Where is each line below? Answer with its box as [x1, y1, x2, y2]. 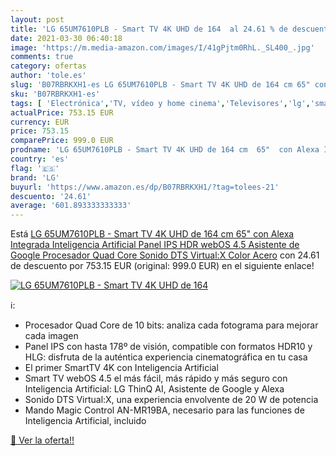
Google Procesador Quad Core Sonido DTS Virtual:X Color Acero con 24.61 [10, 249, 320, 261]
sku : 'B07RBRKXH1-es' [10, 89, 101, 99]
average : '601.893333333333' [10, 201, 132, 211]
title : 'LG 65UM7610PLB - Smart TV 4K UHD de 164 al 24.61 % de [10, 24, 288, 34]
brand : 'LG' [10, 172, 60, 183]
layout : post [10, 14, 65, 25]
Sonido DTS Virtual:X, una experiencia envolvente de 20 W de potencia [24, 394, 319, 406]
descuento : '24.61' [10, 191, 92, 201]
